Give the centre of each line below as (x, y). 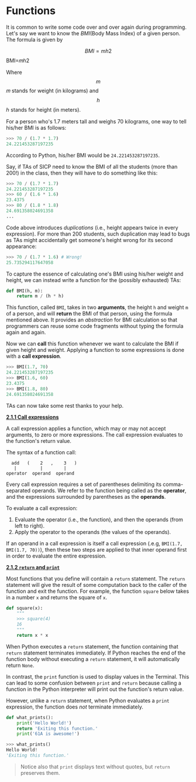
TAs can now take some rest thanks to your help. (65, 405)
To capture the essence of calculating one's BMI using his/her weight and (95, 274)
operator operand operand (40, 473)
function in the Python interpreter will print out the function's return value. (95, 689)
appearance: (21, 246)
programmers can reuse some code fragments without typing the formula (95, 326)
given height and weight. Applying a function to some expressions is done (95, 350)
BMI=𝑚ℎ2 (18, 61)
